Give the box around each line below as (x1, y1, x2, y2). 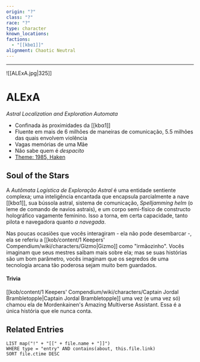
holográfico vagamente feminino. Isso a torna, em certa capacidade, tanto (6, 212, 188, 219)
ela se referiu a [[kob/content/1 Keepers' (6, 236, 105, 243)
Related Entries (6, 324, 64, 335)
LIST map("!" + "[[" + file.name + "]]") (6, 341, 111, 346)
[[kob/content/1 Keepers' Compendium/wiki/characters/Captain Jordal (6, 288, 179, 295)
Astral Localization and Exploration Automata (6, 110, 118, 117)
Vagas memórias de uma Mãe (14, 141, 88, 148)
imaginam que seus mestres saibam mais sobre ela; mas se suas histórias (6, 249, 187, 256)
